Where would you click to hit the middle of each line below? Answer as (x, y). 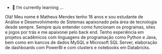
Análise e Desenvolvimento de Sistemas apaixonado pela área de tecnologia (81, 22)
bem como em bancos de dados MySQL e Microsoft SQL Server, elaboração (81, 42)
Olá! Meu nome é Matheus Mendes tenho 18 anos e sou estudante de (74, 17)
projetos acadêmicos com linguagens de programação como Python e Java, (81, 37)
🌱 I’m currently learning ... (38, 7)
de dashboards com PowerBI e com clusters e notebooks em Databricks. (78, 47)
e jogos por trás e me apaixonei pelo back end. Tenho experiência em (74, 32)
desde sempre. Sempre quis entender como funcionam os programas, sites (80, 27)
